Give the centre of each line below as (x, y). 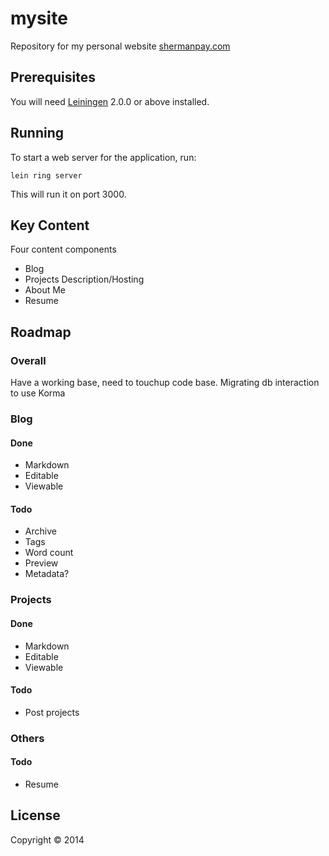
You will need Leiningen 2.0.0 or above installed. (110, 101)
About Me (45, 290)
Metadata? (47, 574)
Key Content (50, 225)
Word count (49, 553)
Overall (28, 360)
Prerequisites (53, 77)
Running (37, 133)
